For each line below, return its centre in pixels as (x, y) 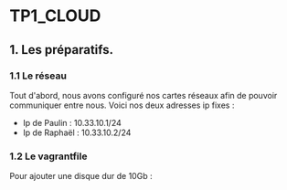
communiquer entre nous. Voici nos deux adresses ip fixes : (122, 105)
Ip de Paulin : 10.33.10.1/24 (72, 122)
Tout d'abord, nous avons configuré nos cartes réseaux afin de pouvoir (143, 95)
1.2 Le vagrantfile (48, 156)
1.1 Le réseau (38, 76)
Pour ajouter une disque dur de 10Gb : (81, 176)
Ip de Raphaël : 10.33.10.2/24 (77, 132)
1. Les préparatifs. (62, 50)
